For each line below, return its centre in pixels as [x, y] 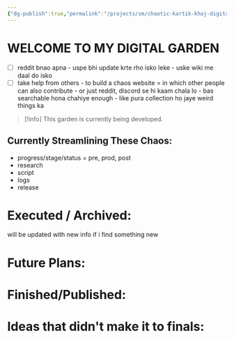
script [26, 172]
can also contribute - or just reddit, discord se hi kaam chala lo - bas [115, 91]
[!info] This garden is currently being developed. [94, 118]
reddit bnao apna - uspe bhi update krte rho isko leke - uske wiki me [115, 68]
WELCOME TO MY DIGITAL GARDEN [113, 48]
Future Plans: [46, 263]
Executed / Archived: [69, 215]
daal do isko [34, 75]
